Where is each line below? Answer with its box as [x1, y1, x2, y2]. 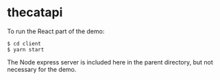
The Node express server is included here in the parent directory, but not [7, 58, 214, 66]
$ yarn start [7, 46, 45, 53]
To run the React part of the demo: [7, 27, 105, 35]
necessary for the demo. [7, 65, 77, 73]
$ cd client [7, 40, 41, 47]
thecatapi [7, 5, 63, 20]
